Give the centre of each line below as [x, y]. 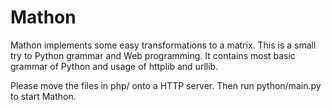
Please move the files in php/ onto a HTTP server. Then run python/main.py [166, 85]
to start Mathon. [43, 96]
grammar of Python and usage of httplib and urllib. [114, 66]
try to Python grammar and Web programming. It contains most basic [153, 55]
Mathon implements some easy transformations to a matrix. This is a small [163, 45]
